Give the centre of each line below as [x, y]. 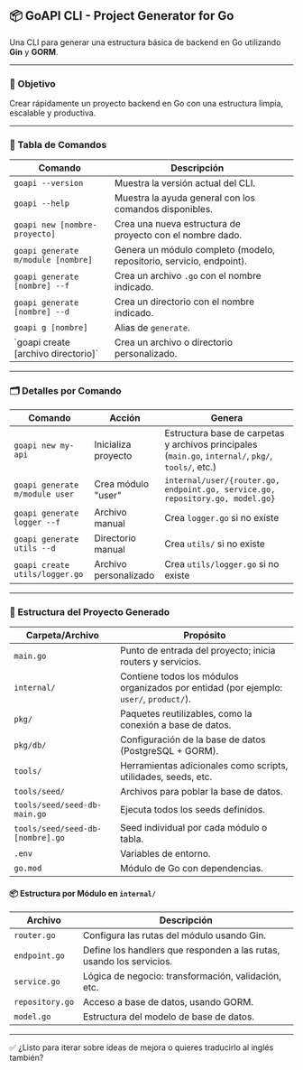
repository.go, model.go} [220, 498]
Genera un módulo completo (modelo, [195, 250]
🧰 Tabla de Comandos [58, 145]
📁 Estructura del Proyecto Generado [90, 611]
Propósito [205, 635]
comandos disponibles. [164, 209]
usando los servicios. [128, 962]
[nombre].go [40, 837]
